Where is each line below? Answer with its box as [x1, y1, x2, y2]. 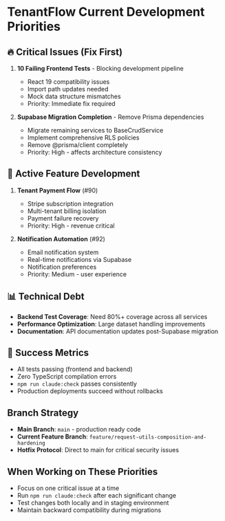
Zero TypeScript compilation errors [17, 373, 117, 381]
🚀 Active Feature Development [7, 168, 140, 179]
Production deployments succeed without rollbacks [17, 387, 163, 395]
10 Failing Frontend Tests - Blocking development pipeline [17, 65, 184, 72]
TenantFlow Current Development [7, 4, 205, 20]
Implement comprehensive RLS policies [27, 133, 140, 142]
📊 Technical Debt [7, 291, 85, 302]
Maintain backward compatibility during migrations [17, 506, 162, 514]
